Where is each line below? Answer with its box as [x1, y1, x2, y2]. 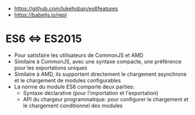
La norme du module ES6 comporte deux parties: [14, 83, 135, 90]
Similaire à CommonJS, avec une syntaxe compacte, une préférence [14, 57, 182, 65]
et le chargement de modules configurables [14, 76, 121, 84]
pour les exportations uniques [14, 64, 87, 71]
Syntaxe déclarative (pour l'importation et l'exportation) [23, 89, 159, 97]
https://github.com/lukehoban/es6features [14, 5, 119, 12]
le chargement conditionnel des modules [23, 102, 123, 109]
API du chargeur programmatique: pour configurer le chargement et [23, 95, 189, 103]
